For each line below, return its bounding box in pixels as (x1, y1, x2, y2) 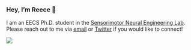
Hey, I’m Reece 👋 (6, 5, 56, 14)
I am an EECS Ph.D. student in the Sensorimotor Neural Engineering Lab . (6, 19, 186, 27)
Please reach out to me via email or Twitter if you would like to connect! (6, 25, 183, 33)
